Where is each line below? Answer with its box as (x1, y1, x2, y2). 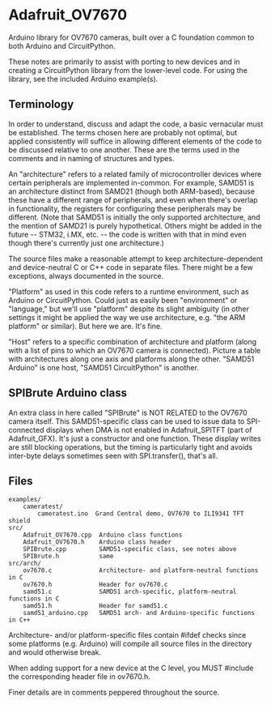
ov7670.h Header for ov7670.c (23, 581, 168, 589)
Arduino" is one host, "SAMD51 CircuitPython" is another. (8, 362, 200, 372)
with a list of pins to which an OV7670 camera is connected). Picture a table (8, 345, 261, 355)
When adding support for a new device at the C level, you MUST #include (8, 663, 254, 673)
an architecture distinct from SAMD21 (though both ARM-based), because (8, 186, 256, 196)
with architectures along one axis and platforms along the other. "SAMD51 (8, 354, 255, 364)
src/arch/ (8, 559, 42, 568)
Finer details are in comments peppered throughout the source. (8, 687, 220, 698)
